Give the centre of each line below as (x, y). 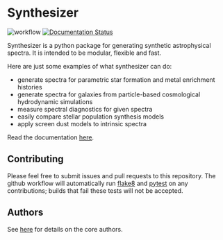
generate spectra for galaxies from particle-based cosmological (109, 94)
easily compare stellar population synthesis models (91, 117)
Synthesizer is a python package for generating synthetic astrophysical (109, 45)
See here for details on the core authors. (65, 229)
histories (30, 87)
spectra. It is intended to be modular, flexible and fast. (84, 53)
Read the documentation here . (51, 137)
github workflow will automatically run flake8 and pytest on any (98, 183)
